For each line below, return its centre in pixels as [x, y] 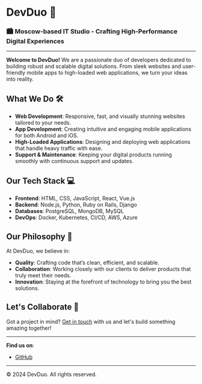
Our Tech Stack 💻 [41, 181]
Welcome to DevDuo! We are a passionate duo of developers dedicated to [99, 60]
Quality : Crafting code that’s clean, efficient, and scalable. [87, 262]
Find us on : [20, 345]
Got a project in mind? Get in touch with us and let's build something [91, 321]
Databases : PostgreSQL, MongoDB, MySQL [69, 211]
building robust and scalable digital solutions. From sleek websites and [94, 66]
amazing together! [29, 328]
